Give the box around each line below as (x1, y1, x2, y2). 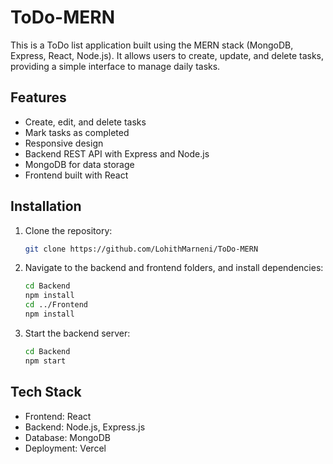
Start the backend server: (24, 327, 131, 339)
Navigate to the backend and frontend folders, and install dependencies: (24, 262, 324, 274)
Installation (10, 198, 82, 215)
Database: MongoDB (24, 431, 111, 443)
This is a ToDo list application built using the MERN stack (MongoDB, (10, 39, 294, 51)
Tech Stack (10, 384, 82, 401)
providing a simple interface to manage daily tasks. (10, 60, 221, 72)
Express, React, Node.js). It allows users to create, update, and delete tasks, (10, 49, 325, 61)
